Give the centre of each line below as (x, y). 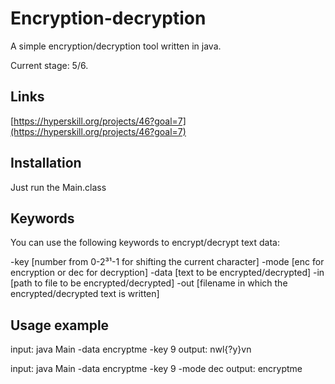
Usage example (60, 325)
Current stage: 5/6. (49, 65)
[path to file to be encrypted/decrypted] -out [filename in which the (149, 283)
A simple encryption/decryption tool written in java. (116, 46)
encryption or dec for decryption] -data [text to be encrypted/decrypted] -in (167, 273)
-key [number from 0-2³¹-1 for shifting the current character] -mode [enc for (167, 262)
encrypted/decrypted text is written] (85, 294)
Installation (46, 163)
